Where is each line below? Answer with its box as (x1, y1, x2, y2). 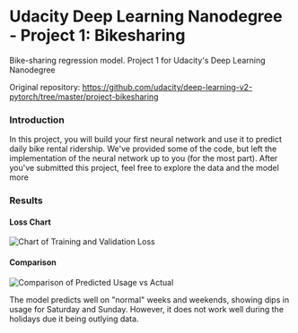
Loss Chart (9, 217, 51, 227)
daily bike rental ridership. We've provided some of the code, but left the (9, 143, 277, 154)
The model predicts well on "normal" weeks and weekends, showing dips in (9, 294, 290, 305)
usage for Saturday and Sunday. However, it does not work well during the (9, 303, 285, 314)
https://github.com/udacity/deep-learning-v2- (82, 81, 253, 92)
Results (9, 194, 43, 207)
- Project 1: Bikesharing (9, 25, 186, 46)
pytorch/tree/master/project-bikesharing (9, 91, 159, 102)
